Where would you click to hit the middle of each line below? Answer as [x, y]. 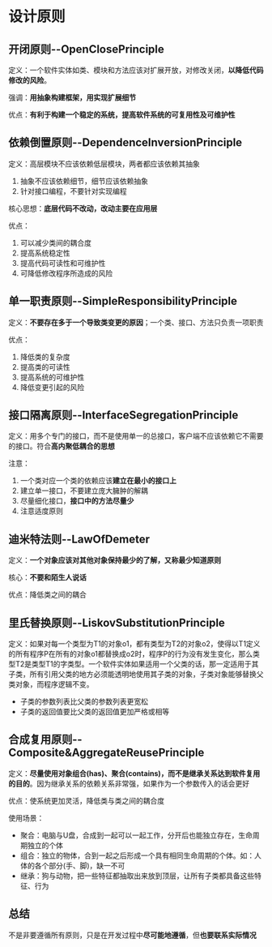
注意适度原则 [41, 511]
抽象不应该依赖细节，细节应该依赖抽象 [84, 181]
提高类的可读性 [45, 366]
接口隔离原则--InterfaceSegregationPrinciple [123, 416]
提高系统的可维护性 [52, 377]
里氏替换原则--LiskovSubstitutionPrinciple [117, 622]
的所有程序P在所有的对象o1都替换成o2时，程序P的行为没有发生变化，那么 [131, 654]
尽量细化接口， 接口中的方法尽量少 [77, 501]
